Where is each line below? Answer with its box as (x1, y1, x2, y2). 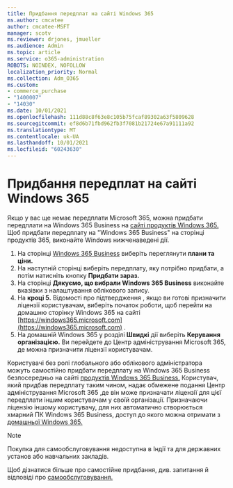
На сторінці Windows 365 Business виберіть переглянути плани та (17, 249, 215, 257)
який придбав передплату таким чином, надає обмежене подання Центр (7, 380, 225, 389)
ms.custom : (7, 81, 39, 88)
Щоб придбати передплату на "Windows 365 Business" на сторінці (7, 228, 204, 236)
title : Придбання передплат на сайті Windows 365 (7, 10, 154, 17)
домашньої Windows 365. (7, 418, 83, 426)
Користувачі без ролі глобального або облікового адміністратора (7, 359, 203, 367)
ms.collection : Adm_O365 (7, 74, 79, 82)
